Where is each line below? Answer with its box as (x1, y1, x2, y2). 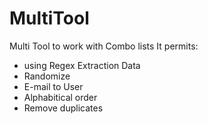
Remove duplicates (23, 102, 104, 114)
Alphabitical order (23, 91, 98, 103)
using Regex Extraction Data (23, 59, 141, 71)
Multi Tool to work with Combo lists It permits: (9, 40, 199, 52)
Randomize (23, 70, 71, 82)
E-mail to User (23, 80, 84, 92)
